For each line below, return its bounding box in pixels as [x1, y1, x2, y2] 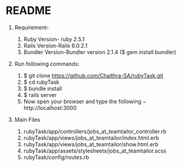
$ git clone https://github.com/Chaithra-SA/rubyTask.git [23, 72, 164, 79]
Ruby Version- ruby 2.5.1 [23, 35, 85, 43]
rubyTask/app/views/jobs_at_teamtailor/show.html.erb [23, 140, 159, 148]
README [5, 4, 52, 18]
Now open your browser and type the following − [23, 98, 147, 105]
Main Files [14, 116, 41, 123]
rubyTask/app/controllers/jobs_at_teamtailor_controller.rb [23, 128, 167, 135]
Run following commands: [14, 60, 80, 67]
